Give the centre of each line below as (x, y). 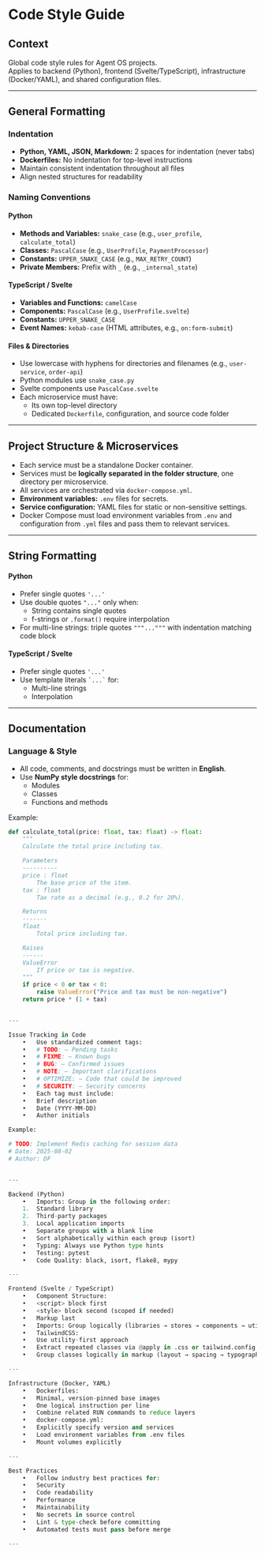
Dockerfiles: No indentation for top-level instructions (106, 160)
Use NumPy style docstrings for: (74, 776)
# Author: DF (30, 1159)
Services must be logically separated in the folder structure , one (127, 474)
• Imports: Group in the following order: (97, 1201)
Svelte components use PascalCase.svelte (89, 389)
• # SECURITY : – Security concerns (84, 1086)
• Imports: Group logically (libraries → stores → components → (134, 1326)
